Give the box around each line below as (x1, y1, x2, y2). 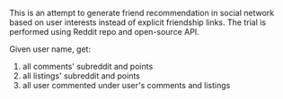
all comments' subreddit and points (22, 62, 154, 71)
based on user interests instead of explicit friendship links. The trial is (9, 17, 267, 28)
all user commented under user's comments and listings (22, 80, 231, 90)
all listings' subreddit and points (22, 70, 141, 81)
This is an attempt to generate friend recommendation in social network (9, 8, 275, 18)
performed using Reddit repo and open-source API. (9, 27, 199, 37)
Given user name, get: (9, 44, 92, 54)
